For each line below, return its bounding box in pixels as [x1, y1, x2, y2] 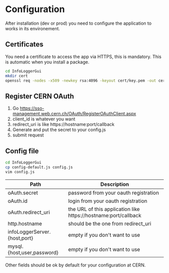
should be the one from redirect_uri [68, 220, 152, 227]
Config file [5, 147, 39, 155]
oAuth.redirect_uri [8, 209, 50, 216]
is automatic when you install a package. [5, 59, 90, 65]
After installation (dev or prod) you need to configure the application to [5, 20, 152, 26]
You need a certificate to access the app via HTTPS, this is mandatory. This [5, 53, 162, 59]
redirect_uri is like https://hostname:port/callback [12, 121, 115, 127]
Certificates [5, 40, 44, 49]
